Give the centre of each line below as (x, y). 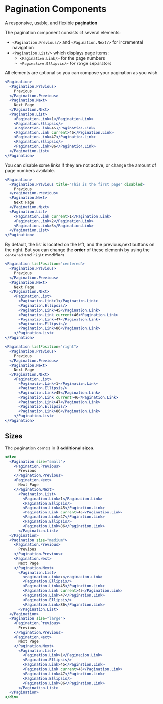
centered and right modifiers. (35, 255)
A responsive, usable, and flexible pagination (51, 23)
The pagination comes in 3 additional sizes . (50, 448)
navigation (23, 47)
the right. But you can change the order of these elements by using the (77, 250)
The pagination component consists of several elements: (63, 32)
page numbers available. (30, 170)
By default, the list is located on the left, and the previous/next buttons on (80, 245)
